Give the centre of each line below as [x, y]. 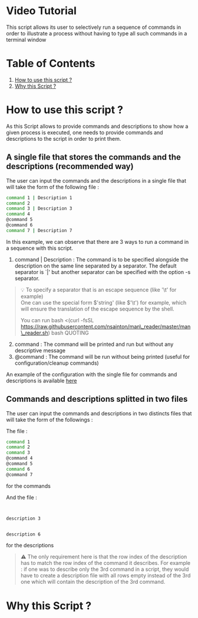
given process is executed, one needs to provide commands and [85, 132]
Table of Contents [51, 64]
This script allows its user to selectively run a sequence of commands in [94, 27]
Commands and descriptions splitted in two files [97, 399]
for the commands [29, 486]
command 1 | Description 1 [39, 198]
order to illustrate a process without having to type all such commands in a [97, 33]
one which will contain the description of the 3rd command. [93, 582]
